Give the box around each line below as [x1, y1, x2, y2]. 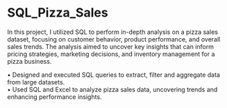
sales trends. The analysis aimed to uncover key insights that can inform [7, 42, 214, 51]
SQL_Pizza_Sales [7, 5, 109, 21]
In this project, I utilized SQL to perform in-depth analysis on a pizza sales [7, 28, 219, 36]
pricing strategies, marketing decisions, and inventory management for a [7, 50, 215, 58]
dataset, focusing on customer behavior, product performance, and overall [7, 35, 221, 43]
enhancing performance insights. [7, 92, 102, 101]
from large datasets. [7, 78, 65, 86]
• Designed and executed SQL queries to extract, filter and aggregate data [7, 71, 221, 79]
